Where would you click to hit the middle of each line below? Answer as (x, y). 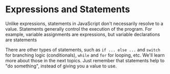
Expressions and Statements (68, 9)
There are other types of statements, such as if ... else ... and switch (83, 50)
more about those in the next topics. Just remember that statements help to (85, 60)
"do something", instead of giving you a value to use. (61, 66)
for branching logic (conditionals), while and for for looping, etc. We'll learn (85, 55)
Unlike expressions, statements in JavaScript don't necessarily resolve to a (84, 23)
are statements (21, 40)
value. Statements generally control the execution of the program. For (79, 29)
